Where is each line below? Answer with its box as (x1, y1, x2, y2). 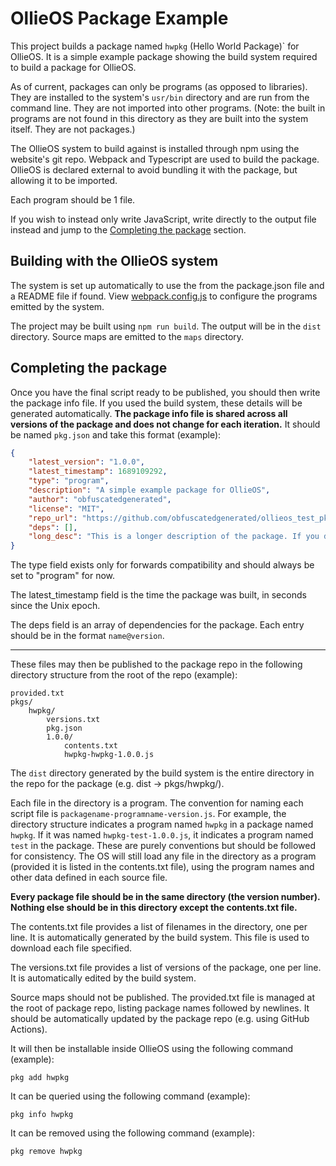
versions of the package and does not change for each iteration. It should (10, 418, 321, 430)
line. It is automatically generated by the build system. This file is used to (10, 932, 310, 944)
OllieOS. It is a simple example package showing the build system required (10, 50, 318, 62)
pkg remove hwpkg (10, 1147, 83, 1157)
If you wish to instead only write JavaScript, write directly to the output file (10, 213, 317, 225)
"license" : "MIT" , (28, 503, 105, 514)
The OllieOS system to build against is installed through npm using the (10, 142, 300, 154)
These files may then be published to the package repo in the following (10, 658, 303, 671)
